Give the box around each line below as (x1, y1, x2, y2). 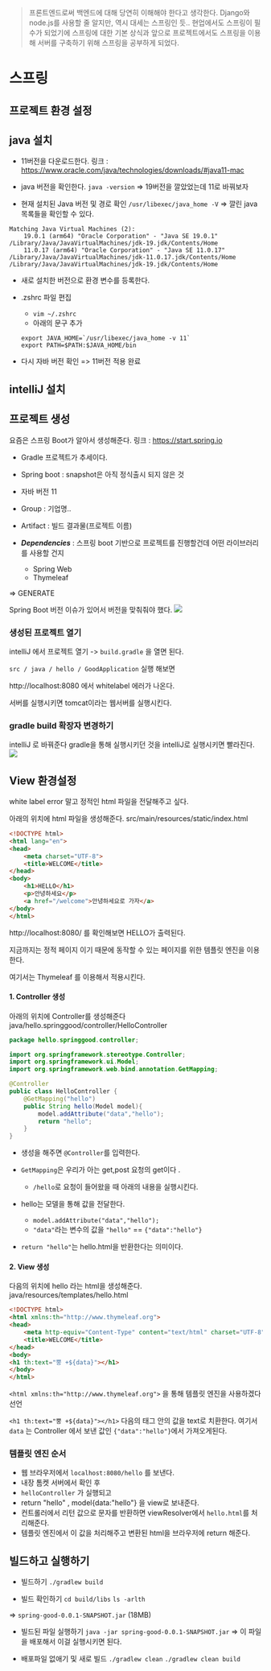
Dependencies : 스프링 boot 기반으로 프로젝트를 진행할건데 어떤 (20, 538, 225, 547)
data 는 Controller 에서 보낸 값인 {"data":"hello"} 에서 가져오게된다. (9, 1426, 228, 1436)
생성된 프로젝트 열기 (9, 627, 82, 638)
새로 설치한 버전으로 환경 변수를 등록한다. (20, 275, 150, 285)
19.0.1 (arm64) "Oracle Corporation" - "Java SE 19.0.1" (23, 233, 219, 241)
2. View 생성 (9, 1261, 50, 1271)
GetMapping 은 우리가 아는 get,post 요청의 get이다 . (20, 1165, 181, 1174)
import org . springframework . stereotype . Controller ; (9, 1050, 186, 1058)
